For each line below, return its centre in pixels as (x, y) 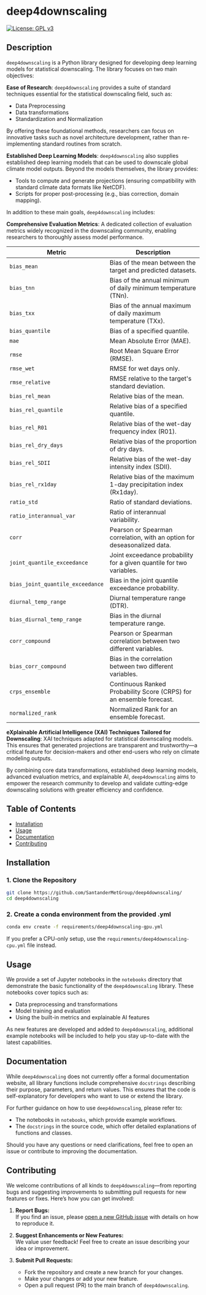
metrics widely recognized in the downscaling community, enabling (91, 230)
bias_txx (22, 313)
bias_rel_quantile (36, 410)
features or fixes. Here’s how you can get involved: (71, 1198)
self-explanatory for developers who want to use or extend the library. (95, 1096)
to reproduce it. (35, 1223)
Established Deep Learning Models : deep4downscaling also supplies (93, 155)
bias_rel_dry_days (36, 445)
